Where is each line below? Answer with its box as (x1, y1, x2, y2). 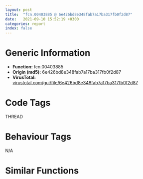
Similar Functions (5, 165, 79, 177)
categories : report (5, 21, 46, 26)
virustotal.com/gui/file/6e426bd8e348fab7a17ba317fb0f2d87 (12, 80, 139, 86)
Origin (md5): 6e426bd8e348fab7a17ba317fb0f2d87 (12, 69, 121, 75)
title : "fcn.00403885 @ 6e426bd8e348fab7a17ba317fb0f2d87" (5, 12, 133, 17)
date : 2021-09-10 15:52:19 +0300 (5, 16, 79, 21)
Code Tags (5, 97, 51, 109)
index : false (5, 26, 32, 31)
